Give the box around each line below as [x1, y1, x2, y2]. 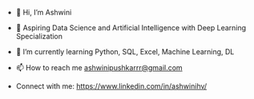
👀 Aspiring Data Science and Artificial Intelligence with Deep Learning [15, 23, 247, 32]
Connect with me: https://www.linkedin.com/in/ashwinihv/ [15, 81, 208, 91]
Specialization [15, 32, 62, 41]
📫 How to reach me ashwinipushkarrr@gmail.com [15, 63, 183, 72]
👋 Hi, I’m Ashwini [15, 8, 72, 17]
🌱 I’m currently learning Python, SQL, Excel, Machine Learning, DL [15, 47, 235, 56]
